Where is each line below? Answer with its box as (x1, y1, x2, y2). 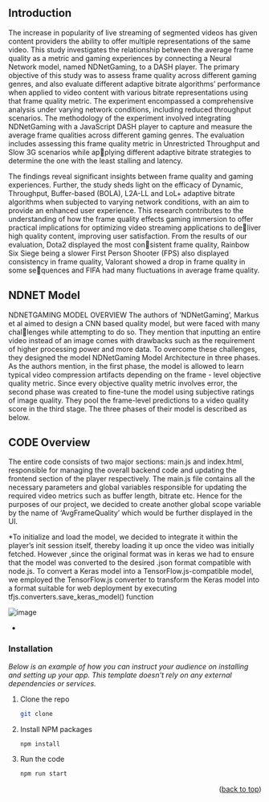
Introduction (8, 6, 72, 20)
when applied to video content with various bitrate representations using (8, 88, 249, 97)
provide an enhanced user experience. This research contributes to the (8, 205, 244, 215)
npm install (19, 739, 60, 748)
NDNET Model (8, 288, 80, 302)
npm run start (19, 770, 67, 778)
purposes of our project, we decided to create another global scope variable (8, 500, 261, 509)
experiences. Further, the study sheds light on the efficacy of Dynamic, (8, 180, 243, 190)
